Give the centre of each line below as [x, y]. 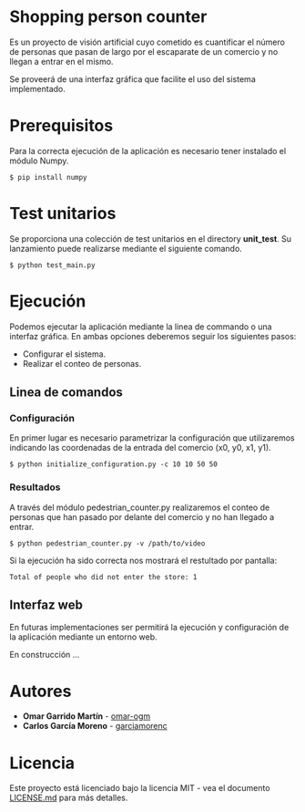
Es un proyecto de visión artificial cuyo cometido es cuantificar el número [147, 42]
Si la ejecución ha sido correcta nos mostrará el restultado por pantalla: [143, 560]
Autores [41, 691]
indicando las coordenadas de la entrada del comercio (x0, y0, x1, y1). [140, 448]
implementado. [37, 88]
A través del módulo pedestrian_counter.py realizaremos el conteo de [140, 507]
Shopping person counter [108, 17]
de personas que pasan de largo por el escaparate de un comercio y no [144, 51]
